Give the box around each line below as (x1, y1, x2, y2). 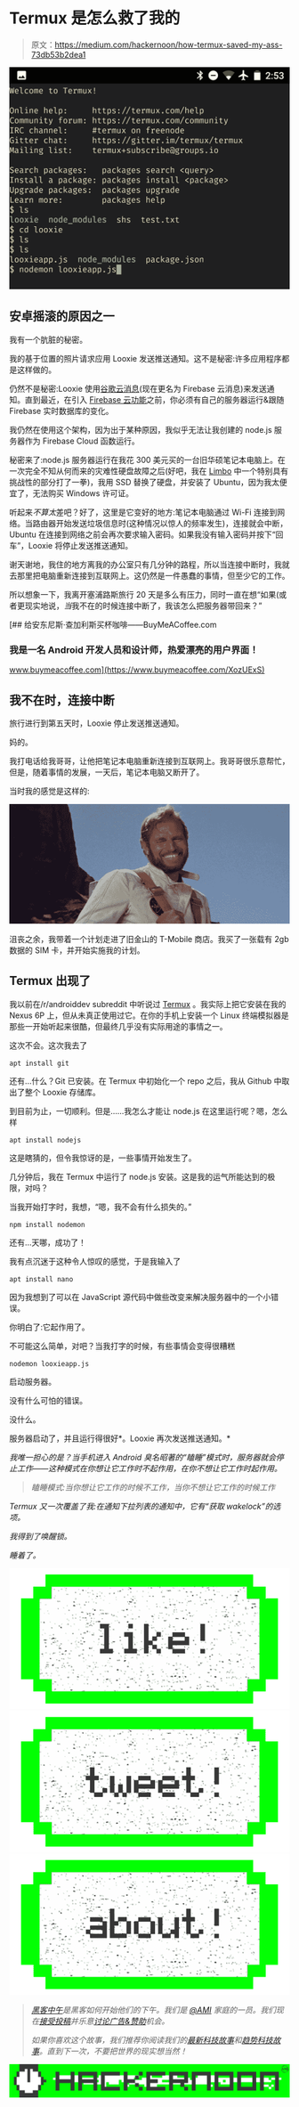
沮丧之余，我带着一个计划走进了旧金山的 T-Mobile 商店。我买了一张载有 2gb (9, 933, 289, 944)
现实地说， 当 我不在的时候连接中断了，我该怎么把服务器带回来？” (24, 600, 263, 611)
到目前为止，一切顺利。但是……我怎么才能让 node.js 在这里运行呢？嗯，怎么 (9, 1105, 288, 1116)
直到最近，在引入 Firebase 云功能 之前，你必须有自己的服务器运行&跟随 (24, 394, 285, 405)
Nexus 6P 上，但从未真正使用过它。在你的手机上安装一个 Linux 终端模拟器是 (9, 1010, 289, 1021)
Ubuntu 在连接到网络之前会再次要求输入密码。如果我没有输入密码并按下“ (9, 529, 276, 540)
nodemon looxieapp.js (9, 1359, 90, 1368)
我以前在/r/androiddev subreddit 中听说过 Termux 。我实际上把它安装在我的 (9, 998, 287, 1009)
